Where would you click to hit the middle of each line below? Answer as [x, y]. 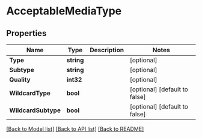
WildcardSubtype [35, 110]
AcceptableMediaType [64, 11]
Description [107, 50]
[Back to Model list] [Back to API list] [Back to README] [75, 129]
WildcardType [30, 93]
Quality [20, 79]
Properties [26, 33]
